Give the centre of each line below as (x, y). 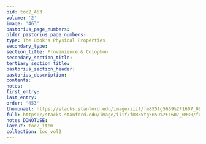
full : (13, 115)
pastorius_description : (37, 75)
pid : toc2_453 (25, 12)
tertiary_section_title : (38, 63)
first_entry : (23, 92)
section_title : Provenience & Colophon (57, 52)
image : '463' (23, 23)
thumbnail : (20, 109)
